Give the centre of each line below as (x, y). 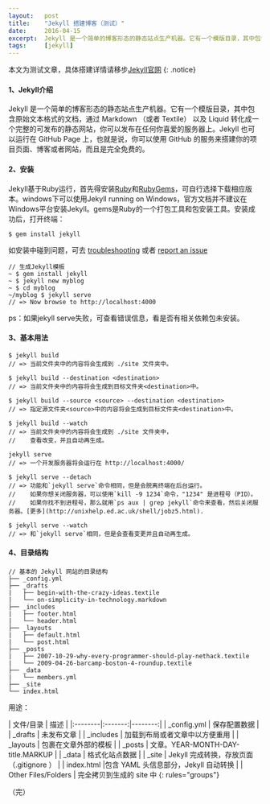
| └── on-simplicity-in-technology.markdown (88, 600)
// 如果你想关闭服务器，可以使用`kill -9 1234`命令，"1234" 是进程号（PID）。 (133, 494)
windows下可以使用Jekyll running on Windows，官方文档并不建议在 (135, 199)
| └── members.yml (43, 677)
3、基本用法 (29, 338)
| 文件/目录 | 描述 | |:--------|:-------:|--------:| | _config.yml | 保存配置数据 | (134, 724)
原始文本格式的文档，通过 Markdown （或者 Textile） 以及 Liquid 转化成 (133, 119)
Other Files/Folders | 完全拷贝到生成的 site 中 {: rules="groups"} (114, 774)
